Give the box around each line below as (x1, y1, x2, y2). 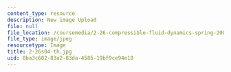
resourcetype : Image (7, 42, 67, 49)
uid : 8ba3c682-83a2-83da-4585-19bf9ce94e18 (7, 55, 134, 62)
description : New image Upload (7, 16, 97, 23)
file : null (7, 23, 38, 29)
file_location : (7, 29, 51, 36)
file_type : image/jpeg (7, 36, 72, 43)
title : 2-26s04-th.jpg (7, 49, 72, 56)
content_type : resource (7, 10, 76, 17)
